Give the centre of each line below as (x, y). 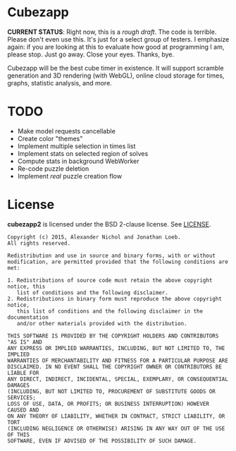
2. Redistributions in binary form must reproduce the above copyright (114, 299)
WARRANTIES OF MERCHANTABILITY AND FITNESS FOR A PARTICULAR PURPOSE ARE (118, 361)
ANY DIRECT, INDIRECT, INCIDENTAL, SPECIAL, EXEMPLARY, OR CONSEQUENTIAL (118, 379)
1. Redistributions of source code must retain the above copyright (110, 280)
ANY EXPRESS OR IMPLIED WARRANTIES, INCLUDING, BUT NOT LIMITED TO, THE (116, 348)
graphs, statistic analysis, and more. (60, 83)
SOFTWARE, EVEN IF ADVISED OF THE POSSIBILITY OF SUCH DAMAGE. (102, 441)
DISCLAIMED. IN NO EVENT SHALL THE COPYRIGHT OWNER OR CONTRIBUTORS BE (114, 367)
